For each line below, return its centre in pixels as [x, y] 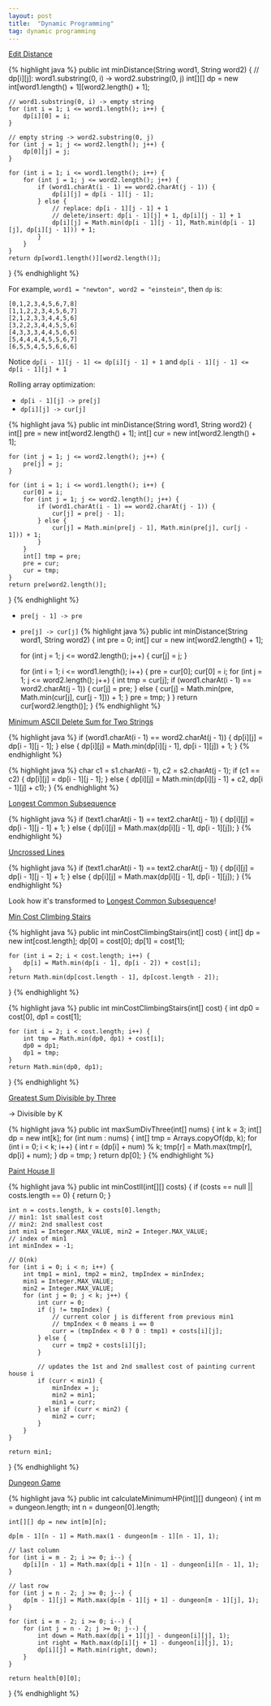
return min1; [30, 1452]
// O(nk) [23, 1260]
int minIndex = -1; [41, 1246]
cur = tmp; [41, 571]
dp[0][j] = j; [47, 152]
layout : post [30, 16]
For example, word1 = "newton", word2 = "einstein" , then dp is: [116, 289]
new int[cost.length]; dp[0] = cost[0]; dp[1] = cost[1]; [97, 941]
